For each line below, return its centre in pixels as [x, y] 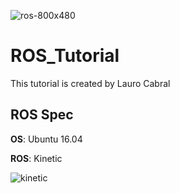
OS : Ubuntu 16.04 [46, 139]
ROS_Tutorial [65, 56]
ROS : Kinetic [36, 158]
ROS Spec [42, 115]
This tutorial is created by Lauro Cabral [90, 83]
